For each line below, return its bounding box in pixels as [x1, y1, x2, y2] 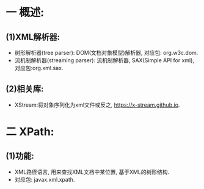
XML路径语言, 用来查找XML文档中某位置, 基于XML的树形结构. [14, 168, 170, 176]
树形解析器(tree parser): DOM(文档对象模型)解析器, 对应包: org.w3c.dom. [14, 49, 199, 56]
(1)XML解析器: [5, 32, 60, 42]
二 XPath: [5, 125, 54, 138]
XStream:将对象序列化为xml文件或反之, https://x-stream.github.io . [14, 101, 180, 109]
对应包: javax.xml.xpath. [14, 176, 75, 183]
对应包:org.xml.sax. [14, 65, 64, 71]
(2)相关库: [5, 84, 44, 94]
